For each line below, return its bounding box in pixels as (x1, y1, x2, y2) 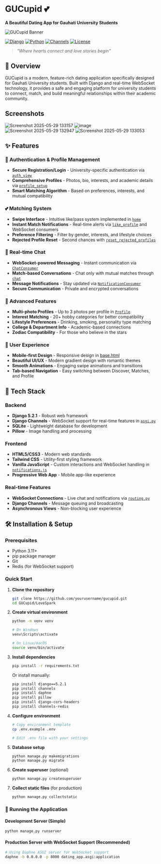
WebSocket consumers (12, 227, 59, 232)
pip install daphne (12, 690, 52, 696)
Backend (5, 402, 27, 408)
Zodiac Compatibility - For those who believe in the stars (12, 329, 127, 335)
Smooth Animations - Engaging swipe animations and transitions (12, 363, 143, 369)
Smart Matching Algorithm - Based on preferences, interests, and (12, 188, 145, 194)
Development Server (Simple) (5, 818, 66, 824)
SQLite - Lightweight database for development (12, 423, 107, 429)
